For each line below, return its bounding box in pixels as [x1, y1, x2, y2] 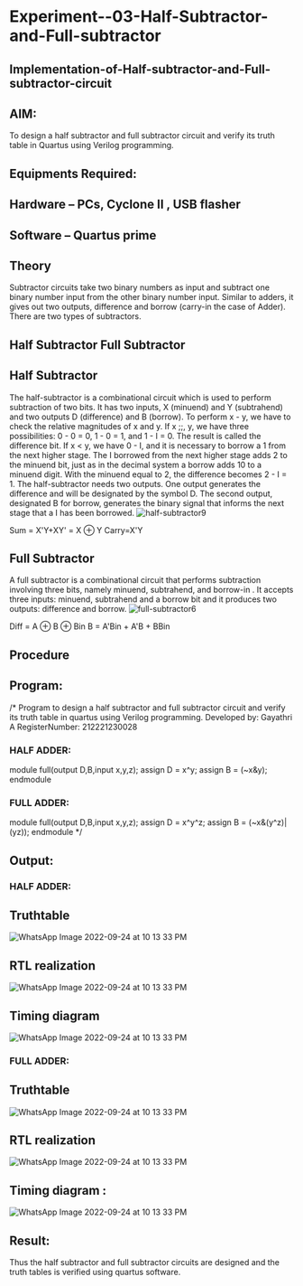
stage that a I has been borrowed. [9, 507, 135, 518]
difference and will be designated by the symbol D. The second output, [9, 488, 273, 499]
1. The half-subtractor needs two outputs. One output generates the [9, 478, 262, 489]
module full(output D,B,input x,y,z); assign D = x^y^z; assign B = [9, 817, 247, 828]
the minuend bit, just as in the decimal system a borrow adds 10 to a [9, 459, 262, 470]
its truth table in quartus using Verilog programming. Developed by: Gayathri [9, 711, 293, 722]
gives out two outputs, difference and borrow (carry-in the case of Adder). [9, 301, 286, 313]
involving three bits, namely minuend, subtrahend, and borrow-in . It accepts [9, 585, 294, 596]
